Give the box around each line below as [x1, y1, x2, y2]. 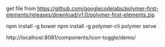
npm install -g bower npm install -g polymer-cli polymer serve [6, 23, 157, 29]
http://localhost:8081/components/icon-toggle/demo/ [6, 34, 136, 41]
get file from [6, 5, 37, 12]
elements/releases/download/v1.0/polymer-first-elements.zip [6, 11, 155, 18]
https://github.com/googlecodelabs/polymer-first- [37, 5, 159, 12]
